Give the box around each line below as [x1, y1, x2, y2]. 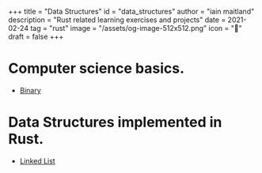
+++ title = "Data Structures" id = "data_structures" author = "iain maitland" [8, 7, 255, 16]
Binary [19, 85, 41, 95]
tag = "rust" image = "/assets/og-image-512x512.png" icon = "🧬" [30, 24, 243, 32]
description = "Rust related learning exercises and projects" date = [8, 15, 226, 24]
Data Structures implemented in [8, 114, 222, 131]
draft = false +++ [8, 32, 64, 41]
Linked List [19, 156, 55, 165]
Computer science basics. [8, 59, 184, 77]
